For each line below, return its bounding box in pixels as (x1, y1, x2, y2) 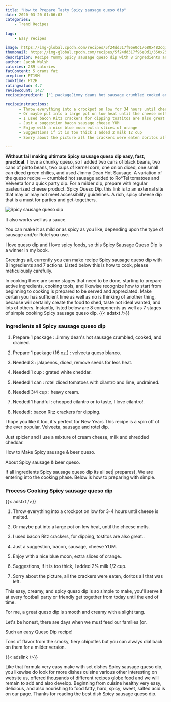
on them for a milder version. (5, 644, 66, 650)
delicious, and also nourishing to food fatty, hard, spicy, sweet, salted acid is (5, 686, 165, 692)
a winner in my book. (5, 247, 49, 253)
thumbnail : (5, 49, 28, 55)
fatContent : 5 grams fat (5, 69, 58, 74)
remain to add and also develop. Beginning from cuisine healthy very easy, (5, 680, 162, 686)
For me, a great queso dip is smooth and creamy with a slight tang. (5, 609, 146, 615)
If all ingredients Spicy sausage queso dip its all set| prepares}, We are (5, 469, 153, 475)
